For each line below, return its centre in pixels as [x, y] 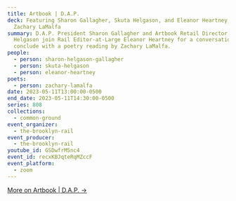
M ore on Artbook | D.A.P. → [47, 190]
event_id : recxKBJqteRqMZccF [50, 157]
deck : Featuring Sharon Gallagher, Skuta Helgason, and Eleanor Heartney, [119, 20]
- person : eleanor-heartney [55, 72]
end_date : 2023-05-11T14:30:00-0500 [61, 99]
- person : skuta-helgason [52, 66]
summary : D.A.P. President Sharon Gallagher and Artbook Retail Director [118, 33]
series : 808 [25, 105]
